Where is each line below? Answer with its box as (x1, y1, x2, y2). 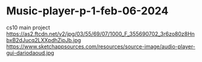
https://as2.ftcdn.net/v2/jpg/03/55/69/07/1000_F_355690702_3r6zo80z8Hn (6, 30, 195, 37)
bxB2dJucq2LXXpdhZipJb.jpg (6, 36, 81, 44)
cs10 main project (6, 24, 50, 31)
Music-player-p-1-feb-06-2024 (6, 4, 169, 18)
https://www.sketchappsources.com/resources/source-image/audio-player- (6, 43, 196, 50)
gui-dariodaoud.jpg (6, 49, 54, 56)
